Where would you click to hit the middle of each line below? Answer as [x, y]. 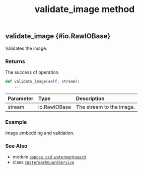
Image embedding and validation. [40, 133]
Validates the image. [26, 48]
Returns [15, 61]
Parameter [21, 98]
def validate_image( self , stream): [43, 81]
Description [90, 98]
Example [16, 122]
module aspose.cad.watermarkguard [49, 157]
